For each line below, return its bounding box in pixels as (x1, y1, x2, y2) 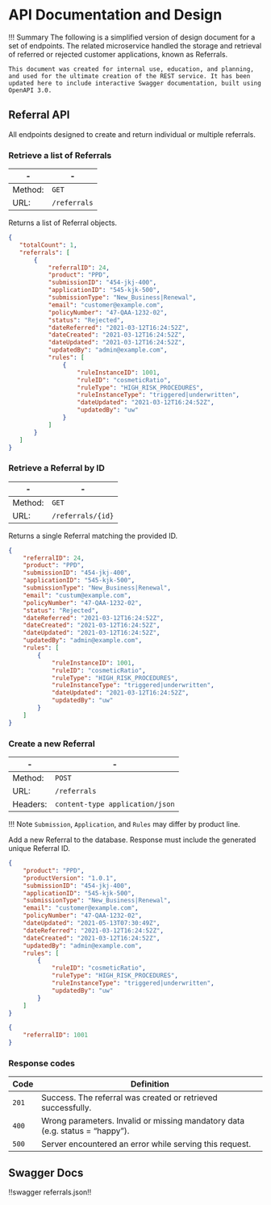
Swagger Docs (8, 1165, 84, 1179)
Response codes (8, 1057, 75, 1069)
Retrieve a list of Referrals (8, 149, 112, 161)
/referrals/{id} (52, 511, 115, 520)
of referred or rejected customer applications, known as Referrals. (8, 49, 228, 59)
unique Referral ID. (8, 844, 71, 853)
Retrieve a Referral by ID (8, 462, 105, 473)
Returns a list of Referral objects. (8, 218, 118, 227)
